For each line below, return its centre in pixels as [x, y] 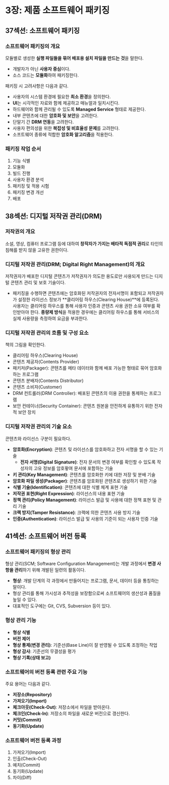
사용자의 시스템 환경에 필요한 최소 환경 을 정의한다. [62, 96]
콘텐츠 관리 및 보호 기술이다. [38, 283]
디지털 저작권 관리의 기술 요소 [39, 427]
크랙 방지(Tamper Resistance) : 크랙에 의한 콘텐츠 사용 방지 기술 [76, 512]
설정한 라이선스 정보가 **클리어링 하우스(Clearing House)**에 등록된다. [89, 300]
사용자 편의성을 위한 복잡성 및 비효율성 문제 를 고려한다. [66, 128]
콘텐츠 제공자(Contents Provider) [46, 362]
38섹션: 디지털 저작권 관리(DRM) [54, 216]
